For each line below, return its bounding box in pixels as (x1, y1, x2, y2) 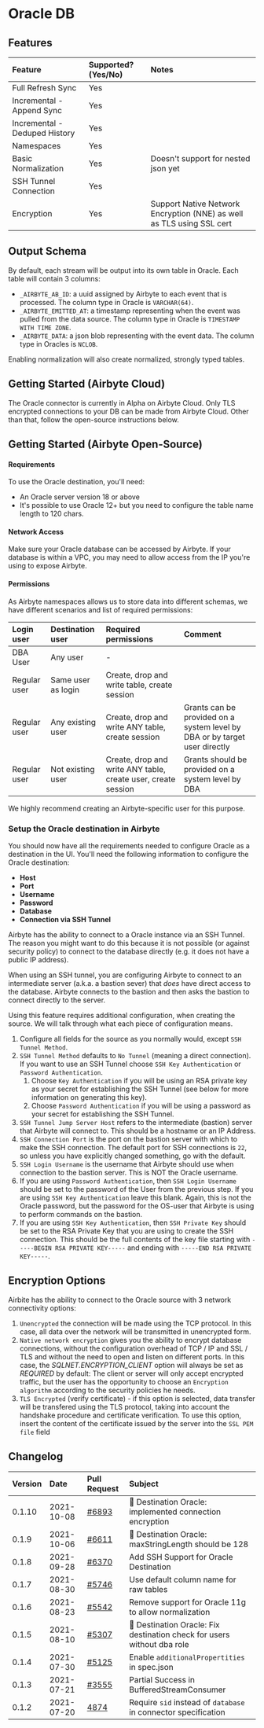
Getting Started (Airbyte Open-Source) (8, 438, 203, 451)
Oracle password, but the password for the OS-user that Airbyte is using (19, 1200, 255, 1211)
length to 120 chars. (19, 509, 84, 519)
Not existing (50, 763, 95, 774)
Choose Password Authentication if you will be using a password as (31, 1101, 251, 1110)
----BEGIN (19, 1244, 53, 1252)
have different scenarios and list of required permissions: (8, 605, 193, 614)
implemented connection (129, 1506, 222, 1517)
